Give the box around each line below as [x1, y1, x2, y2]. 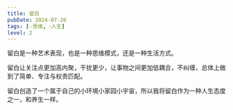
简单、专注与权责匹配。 [19, 72, 87, 80]
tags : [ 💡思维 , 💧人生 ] [7, 23, 65, 30]
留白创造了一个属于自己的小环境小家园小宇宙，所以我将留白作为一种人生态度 [7, 87, 226, 95]
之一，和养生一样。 [7, 96, 62, 104]
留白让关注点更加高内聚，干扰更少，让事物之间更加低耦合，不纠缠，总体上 [7, 63, 220, 72]
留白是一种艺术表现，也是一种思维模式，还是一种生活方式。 [7, 49, 178, 57]
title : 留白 [7, 10, 40, 17]
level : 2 [7, 29, 33, 36]
